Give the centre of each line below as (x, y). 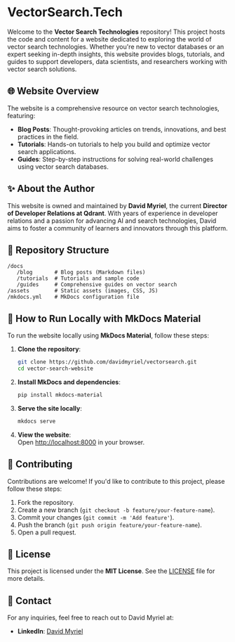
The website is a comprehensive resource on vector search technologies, (113, 108)
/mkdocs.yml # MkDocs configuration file (73, 297)
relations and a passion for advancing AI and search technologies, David (112, 220)
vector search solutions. (42, 69)
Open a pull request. (47, 532)
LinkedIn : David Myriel (50, 631)
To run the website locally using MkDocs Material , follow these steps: (108, 335)
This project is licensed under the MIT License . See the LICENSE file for (111, 571)
